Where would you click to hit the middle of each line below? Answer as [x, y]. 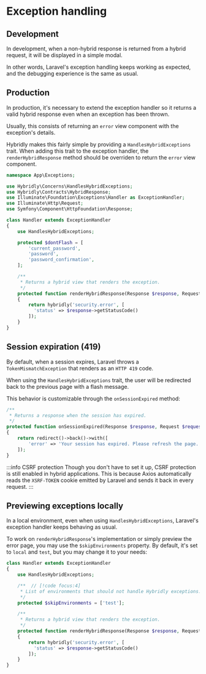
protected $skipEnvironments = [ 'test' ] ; [71, 603]
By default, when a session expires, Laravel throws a [73, 362]
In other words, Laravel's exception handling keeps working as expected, [99, 67]
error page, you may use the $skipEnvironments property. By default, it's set [102, 546]
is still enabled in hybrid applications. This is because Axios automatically [99, 473]
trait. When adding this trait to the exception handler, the [78, 151]
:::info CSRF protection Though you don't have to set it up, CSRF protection [101, 467]
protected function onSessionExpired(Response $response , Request [93, 427]
